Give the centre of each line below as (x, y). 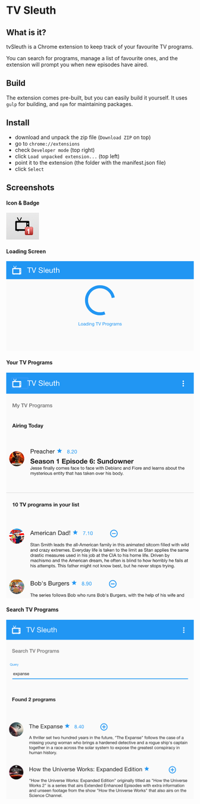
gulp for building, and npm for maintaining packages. (70, 104)
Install (18, 123)
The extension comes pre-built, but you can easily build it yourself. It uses (97, 98)
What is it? (26, 33)
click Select (29, 169)
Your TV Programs (29, 362)
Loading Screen (26, 251)
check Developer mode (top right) (55, 150)
